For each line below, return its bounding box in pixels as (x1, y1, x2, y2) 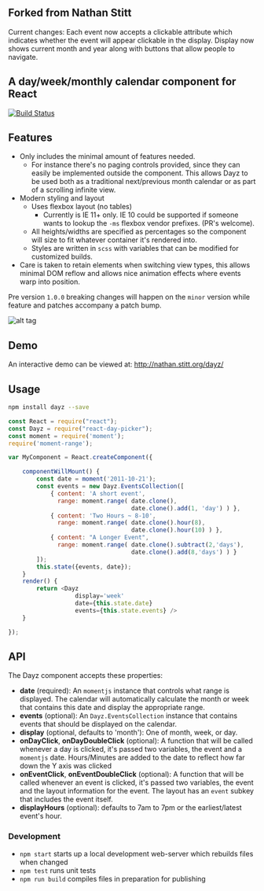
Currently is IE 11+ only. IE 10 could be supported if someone (42, 210, 239, 219)
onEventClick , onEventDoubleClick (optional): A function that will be (19, 770, 244, 779)
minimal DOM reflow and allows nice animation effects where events (19, 269, 241, 278)
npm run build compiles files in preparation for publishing (19, 874, 206, 883)
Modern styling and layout (19, 193, 104, 203)
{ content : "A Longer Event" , (49, 534, 149, 542)
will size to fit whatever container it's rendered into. (31, 235, 198, 245)
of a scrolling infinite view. (31, 185, 116, 195)
